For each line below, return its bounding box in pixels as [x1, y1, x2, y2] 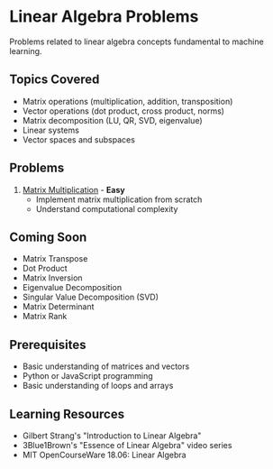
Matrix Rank [22, 311, 68, 322]
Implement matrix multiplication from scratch [35, 194, 203, 205]
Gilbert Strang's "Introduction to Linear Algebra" [22, 430, 202, 441]
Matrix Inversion [22, 272, 83, 283]
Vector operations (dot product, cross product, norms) [22, 106, 225, 116]
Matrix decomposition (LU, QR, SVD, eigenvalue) [22, 115, 203, 125]
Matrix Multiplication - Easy [22, 184, 125, 195]
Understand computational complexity [35, 203, 178, 214]
